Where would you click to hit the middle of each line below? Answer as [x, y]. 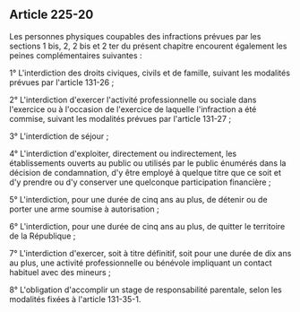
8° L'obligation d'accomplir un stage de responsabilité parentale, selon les [146, 290]
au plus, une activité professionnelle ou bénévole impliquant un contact [141, 263]
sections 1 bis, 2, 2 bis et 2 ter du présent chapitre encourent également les [148, 46]
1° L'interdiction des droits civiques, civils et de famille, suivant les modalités [150, 73]
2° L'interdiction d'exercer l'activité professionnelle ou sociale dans [133, 100]
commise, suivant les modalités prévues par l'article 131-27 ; [120, 118]
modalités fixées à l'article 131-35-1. [75, 299]
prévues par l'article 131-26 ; [62, 82]
